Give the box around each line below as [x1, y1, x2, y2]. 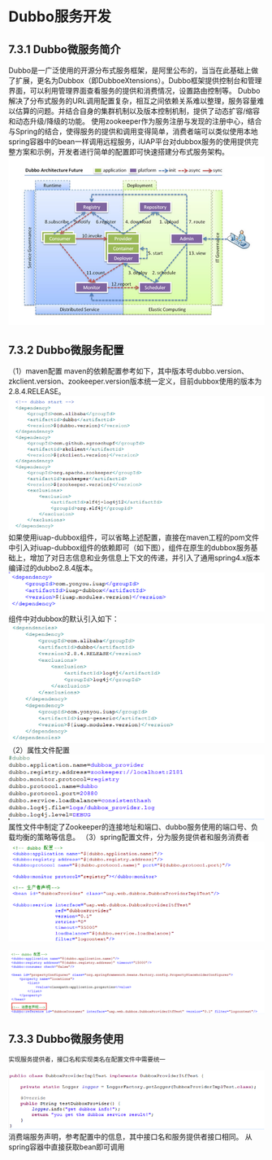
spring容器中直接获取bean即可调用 [8, 1142, 125, 1152]
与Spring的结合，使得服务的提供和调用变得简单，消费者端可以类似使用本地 [8, 127, 258, 136]
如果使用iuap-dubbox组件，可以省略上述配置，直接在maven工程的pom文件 [8, 532, 260, 542]
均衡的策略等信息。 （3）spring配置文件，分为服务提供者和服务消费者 [15, 832, 250, 843]
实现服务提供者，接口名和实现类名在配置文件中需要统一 [8, 1056, 166, 1064]
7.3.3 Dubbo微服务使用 [8, 1031, 124, 1046]
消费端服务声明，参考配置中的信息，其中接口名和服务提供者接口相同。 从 [8, 1132, 253, 1142]
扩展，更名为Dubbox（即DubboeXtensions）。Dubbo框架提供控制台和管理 [15, 76, 262, 85]
